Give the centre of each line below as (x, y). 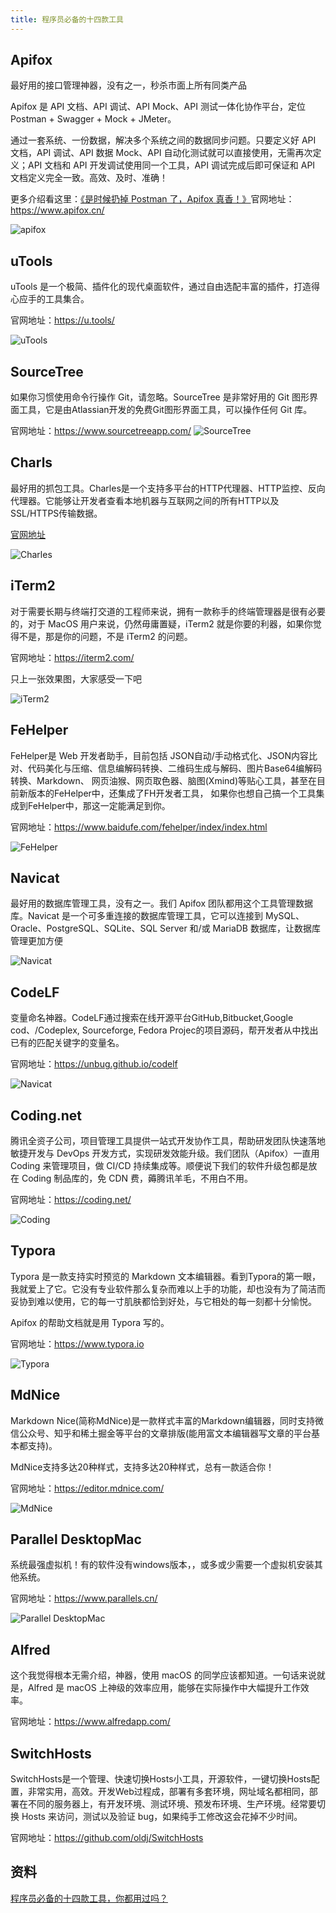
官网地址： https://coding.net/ (71, 1199)
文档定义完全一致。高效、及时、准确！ (89, 178)
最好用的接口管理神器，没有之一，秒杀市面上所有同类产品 (128, 85)
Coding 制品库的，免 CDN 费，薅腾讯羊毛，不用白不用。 (137, 1178)
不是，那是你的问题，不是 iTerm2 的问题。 (105, 636)
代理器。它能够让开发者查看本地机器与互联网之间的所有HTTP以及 (145, 500)
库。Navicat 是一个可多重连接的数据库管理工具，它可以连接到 (136, 916)
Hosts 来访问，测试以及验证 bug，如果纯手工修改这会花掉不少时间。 (162, 1816)
